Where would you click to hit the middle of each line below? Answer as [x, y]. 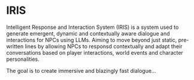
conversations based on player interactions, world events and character [95, 52]
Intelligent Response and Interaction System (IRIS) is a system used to [93, 27]
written [15, 46]
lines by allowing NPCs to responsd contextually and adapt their [104, 46]
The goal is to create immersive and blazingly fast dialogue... [81, 70]
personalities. [23, 59]
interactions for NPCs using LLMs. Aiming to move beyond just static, [92, 40]
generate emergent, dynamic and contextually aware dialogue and [88, 33]
